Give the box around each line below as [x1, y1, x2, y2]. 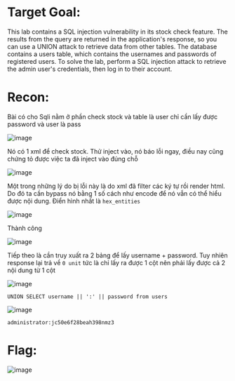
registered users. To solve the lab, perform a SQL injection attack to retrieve [7, 57, 227, 65]
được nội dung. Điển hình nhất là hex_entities [7, 196, 140, 205]
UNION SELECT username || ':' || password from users [7, 293, 168, 300]
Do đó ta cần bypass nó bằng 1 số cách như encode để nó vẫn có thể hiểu [7, 189, 222, 197]
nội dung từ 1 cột [7, 266, 56, 274]
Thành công [7, 224, 42, 232]
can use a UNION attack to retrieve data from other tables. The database [7, 42, 217, 51]
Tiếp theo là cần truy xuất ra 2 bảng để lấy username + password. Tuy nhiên [7, 250, 228, 260]
